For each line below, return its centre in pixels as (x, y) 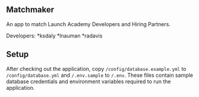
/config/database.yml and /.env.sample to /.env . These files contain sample (100, 75)
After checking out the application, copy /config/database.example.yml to (96, 68)
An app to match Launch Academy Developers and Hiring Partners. (89, 24)
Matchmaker (30, 10)
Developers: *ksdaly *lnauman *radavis (54, 36)
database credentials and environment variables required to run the (89, 81)
